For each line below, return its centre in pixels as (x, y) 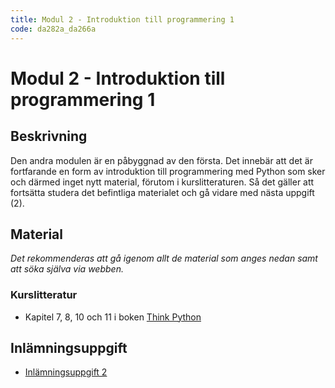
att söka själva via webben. (67, 269)
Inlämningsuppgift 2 (66, 372)
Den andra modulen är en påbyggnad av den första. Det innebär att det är (161, 160)
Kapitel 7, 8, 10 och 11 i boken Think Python (113, 317)
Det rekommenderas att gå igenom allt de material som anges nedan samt (164, 258)
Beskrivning (49, 136)
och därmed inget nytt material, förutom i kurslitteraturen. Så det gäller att (162, 182)
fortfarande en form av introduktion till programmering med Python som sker (168, 171)
